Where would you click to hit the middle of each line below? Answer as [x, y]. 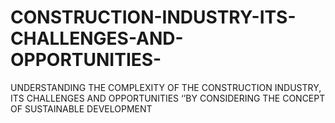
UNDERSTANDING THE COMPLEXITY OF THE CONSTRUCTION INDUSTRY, [166, 87]
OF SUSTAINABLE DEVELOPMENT [81, 108]
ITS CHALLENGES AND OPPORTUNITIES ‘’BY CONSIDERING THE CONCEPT [168, 98]
